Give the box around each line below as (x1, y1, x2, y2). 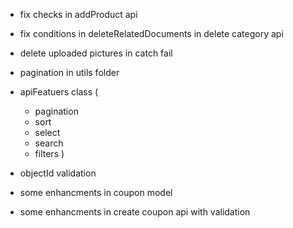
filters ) (34, 148, 65, 159)
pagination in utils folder (19, 67, 120, 78)
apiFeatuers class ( (19, 86, 99, 98)
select (34, 127, 61, 138)
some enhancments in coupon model (19, 187, 173, 198)
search (34, 137, 64, 149)
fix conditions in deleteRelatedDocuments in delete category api (19, 28, 284, 39)
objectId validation (19, 167, 97, 179)
